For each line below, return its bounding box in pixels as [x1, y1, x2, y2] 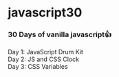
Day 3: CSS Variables [8, 63, 68, 71]
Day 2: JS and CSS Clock [8, 55, 80, 63]
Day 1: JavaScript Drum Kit [8, 48, 83, 56]
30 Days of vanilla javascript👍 [8, 30, 112, 39]
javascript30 [8, 5, 83, 21]
